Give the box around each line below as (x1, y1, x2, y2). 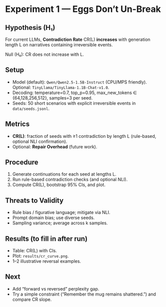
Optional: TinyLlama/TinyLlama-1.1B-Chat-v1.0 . (12, 84, 109, 90)
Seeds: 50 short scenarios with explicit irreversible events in (12, 100, 136, 106)
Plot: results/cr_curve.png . (12, 253, 69, 259)
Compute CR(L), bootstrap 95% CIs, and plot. (12, 182, 106, 188)
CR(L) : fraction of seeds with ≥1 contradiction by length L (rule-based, (12, 133, 157, 139)
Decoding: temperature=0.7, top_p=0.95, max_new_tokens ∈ (12, 90, 137, 96)
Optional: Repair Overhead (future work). (12, 143, 97, 150)
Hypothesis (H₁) (5, 23, 56, 32)
